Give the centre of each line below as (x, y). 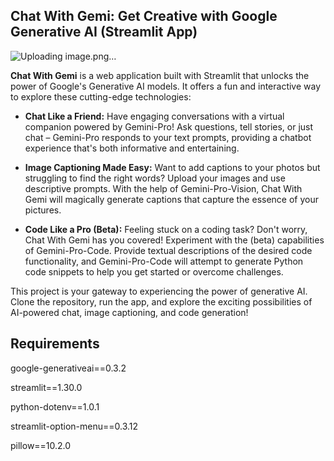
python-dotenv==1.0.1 (55, 406)
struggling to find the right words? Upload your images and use (155, 178)
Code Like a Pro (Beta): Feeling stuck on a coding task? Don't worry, (166, 229)
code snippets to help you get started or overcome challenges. (154, 271)
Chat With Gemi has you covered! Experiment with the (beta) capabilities (174, 240)
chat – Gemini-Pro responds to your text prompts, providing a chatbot (168, 137)
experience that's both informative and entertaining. (132, 148)
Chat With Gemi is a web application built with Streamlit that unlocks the (160, 75)
